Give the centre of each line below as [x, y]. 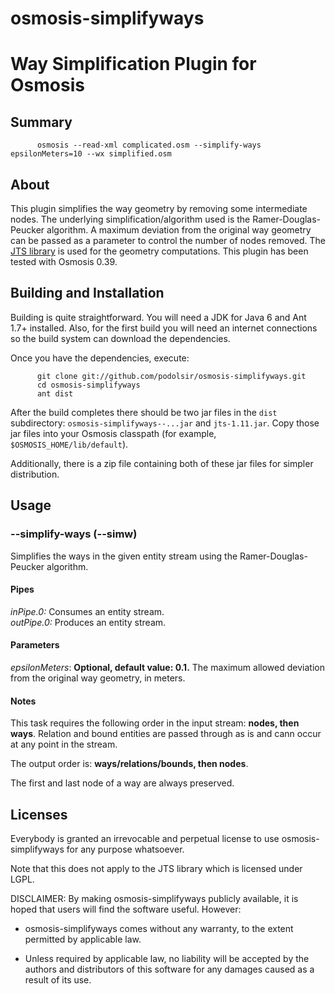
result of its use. [58, 979]
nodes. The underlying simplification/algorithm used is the [130, 219]
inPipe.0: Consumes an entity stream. [87, 611]
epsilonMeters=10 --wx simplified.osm [91, 154]
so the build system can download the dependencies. [120, 338]
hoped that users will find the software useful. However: [126, 909]
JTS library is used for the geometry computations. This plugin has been [159, 251]
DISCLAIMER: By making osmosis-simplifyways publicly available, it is [154, 898]
